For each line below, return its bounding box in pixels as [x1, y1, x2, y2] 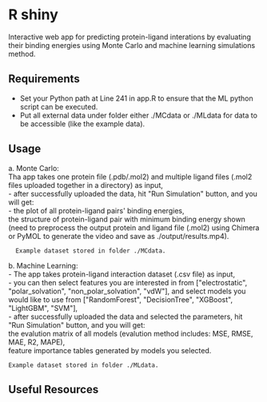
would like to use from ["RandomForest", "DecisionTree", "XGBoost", [8, 294, 233, 304]
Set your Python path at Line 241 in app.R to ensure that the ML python [19, 94, 253, 103]
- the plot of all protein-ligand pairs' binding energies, [8, 205, 185, 215]
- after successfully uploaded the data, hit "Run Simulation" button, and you [8, 189, 258, 198]
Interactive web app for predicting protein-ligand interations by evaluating [8, 32, 252, 42]
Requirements [8, 72, 80, 86]
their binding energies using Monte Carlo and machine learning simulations [8, 40, 256, 50]
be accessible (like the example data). [19, 118, 145, 129]
